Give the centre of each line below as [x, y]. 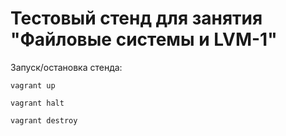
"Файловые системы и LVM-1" [144, 39]
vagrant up [33, 85]
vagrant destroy [44, 120]
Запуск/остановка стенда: [66, 67]
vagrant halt [37, 103]
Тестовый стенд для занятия [136, 18]
